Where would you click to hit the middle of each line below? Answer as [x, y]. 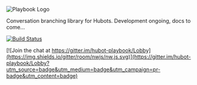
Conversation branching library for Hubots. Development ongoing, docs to [98, 21]
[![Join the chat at [28, 50]
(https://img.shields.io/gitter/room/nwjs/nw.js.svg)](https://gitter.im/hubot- [99, 57]
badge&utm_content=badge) [42, 76]
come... [16, 27]
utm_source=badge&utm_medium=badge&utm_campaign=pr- [83, 69]
